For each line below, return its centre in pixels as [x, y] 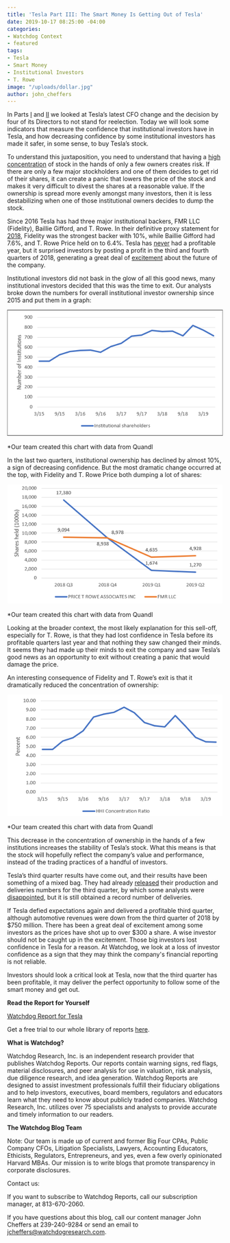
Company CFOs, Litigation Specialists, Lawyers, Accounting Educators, [107, 1148]
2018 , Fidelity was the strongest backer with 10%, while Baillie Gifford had [111, 236]
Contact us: [23, 1183]
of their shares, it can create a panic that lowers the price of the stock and [112, 179]
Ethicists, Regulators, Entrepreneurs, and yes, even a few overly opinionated [115, 1156]
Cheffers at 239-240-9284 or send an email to [73, 1224]
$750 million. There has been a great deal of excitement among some [105, 925]
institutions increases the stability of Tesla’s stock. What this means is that [112, 848]
